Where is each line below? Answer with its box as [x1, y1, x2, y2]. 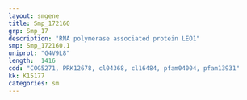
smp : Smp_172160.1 [8, 42, 70, 50]
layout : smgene [8, 11, 60, 20]
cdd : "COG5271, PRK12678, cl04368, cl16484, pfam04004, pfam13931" [8, 65, 241, 73]
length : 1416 [8, 57, 57, 65]
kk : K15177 [8, 72, 45, 80]
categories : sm [8, 79, 60, 87]
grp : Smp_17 [8, 27, 48, 35]
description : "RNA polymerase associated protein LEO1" [8, 34, 200, 43]
